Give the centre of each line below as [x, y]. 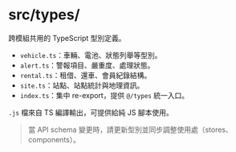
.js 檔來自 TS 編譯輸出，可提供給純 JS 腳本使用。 [91, 112]
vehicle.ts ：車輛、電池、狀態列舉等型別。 [91, 55]
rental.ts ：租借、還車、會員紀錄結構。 [85, 75]
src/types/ [44, 15]
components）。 [54, 139]
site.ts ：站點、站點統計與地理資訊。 [82, 85]
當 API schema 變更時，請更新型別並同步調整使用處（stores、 [130, 129]
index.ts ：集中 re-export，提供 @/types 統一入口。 [104, 95]
